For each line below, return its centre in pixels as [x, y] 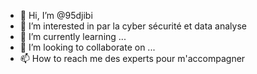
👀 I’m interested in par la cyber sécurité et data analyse [133, 26]
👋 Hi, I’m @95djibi [56, 15]
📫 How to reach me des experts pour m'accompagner [132, 58]
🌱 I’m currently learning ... [73, 36]
